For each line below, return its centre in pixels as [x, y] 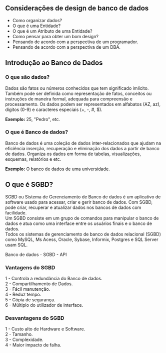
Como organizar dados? [37, 20]
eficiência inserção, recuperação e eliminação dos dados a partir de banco [82, 148]
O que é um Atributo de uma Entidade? [52, 31]
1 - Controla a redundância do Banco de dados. [54, 278]
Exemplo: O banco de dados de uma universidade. [57, 169]
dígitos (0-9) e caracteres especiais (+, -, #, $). [54, 109]
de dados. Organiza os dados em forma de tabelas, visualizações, [73, 154]
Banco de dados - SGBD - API [36, 254]
